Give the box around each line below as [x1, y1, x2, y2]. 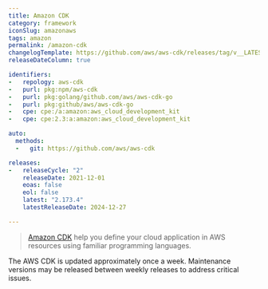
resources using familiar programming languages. [27, 240, 191, 250]
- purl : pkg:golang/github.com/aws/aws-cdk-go [8, 93, 173, 101]
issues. [8, 273, 32, 283]
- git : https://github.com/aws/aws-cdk [15, 144, 156, 152]
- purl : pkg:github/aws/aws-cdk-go [8, 101, 134, 109]
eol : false [22, 188, 59, 196]
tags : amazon [8, 34, 52, 42]
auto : [8, 129, 26, 138]
